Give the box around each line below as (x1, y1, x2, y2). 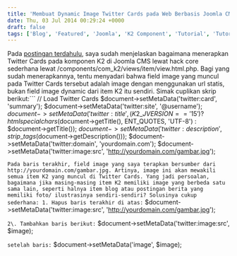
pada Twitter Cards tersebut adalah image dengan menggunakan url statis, (7, 79, 225, 88)
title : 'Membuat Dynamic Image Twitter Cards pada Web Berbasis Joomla (7, 10, 222, 18)
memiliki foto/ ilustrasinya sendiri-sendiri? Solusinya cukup (7, 192, 197, 199)
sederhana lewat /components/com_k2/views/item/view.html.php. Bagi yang (7, 64, 230, 73)
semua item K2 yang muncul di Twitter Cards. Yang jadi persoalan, (7, 173, 210, 180)
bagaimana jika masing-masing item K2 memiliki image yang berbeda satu (7, 180, 226, 187)
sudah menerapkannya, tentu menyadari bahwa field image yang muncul (7, 72, 219, 81)
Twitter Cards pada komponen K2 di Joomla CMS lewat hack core (7, 57, 199, 66)
